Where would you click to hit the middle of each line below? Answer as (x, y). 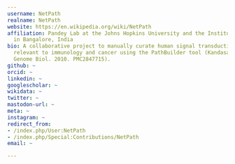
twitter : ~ (23, 98)
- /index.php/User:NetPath (47, 131)
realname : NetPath (34, 20)
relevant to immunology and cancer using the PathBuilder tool (107, 53)
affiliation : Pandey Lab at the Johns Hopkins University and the (106, 33)
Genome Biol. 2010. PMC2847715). (62, 59)
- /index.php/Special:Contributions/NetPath (73, 137)
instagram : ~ (26, 117)
